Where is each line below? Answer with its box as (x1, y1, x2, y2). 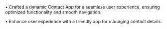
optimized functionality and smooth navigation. (5, 9, 102, 15)
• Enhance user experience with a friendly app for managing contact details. (5, 19, 162, 24)
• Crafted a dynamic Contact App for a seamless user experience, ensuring (5, 4, 161, 10)
